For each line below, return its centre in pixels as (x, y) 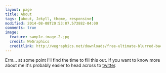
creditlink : (22, 46)
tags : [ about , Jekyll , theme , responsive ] (49, 19)
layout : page (19, 10)
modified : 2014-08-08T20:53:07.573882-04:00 (52, 23)
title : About (19, 14)
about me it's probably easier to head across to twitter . (61, 65)
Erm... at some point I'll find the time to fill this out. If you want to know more (83, 60)
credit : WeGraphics (30, 42)
